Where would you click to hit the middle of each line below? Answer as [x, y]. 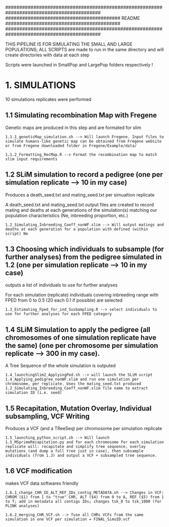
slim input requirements [31, 159]
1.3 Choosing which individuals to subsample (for [85, 249]
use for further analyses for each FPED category [59, 314]
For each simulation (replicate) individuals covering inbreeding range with [82, 295]
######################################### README [73, 18]
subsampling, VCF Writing [48, 416]
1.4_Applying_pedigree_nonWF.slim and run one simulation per [72, 380]
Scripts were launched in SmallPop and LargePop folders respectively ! [79, 65]
